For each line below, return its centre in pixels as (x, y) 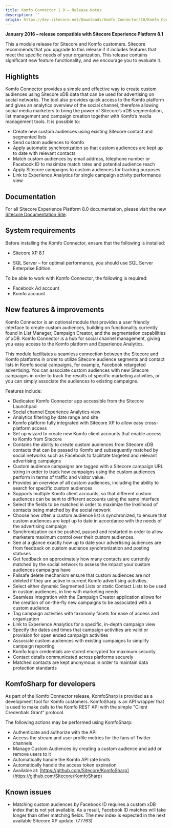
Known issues (28, 792)
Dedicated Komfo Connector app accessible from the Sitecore (78, 401)
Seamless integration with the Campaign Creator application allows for (87, 597)
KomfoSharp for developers (51, 684)
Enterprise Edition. (32, 268)
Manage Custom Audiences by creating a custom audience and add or (87, 749)
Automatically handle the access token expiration (64, 765)
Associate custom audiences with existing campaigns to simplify (81, 640)
